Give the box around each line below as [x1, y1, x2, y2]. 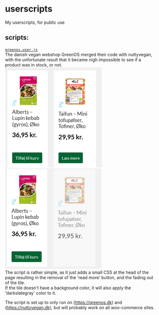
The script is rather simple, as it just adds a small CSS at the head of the [5, 269, 149, 275]
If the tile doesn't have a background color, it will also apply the [5, 285, 131, 291]
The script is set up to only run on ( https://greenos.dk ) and [5, 299, 123, 305]
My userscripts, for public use [5, 19, 65, 25]
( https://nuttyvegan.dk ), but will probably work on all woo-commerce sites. [5, 304, 155, 310]
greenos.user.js [5, 47, 38, 52]
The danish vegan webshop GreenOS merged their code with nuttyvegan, [5, 51, 153, 57]
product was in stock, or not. [5, 62, 63, 67]
